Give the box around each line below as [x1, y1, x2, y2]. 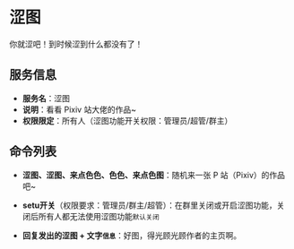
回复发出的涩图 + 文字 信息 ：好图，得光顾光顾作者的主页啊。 [22, 229, 242, 241]
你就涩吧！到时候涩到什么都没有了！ [9, 39, 143, 49]
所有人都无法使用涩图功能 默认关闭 [38, 210, 160, 221]
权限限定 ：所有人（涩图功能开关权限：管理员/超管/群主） [22, 115, 233, 125]
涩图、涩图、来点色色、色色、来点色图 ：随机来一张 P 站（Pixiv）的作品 [22, 169, 285, 180]
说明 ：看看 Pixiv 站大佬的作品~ [22, 104, 137, 115]
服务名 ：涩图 [22, 92, 70, 103]
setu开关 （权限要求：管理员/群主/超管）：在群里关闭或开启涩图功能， [22, 200, 277, 210]
